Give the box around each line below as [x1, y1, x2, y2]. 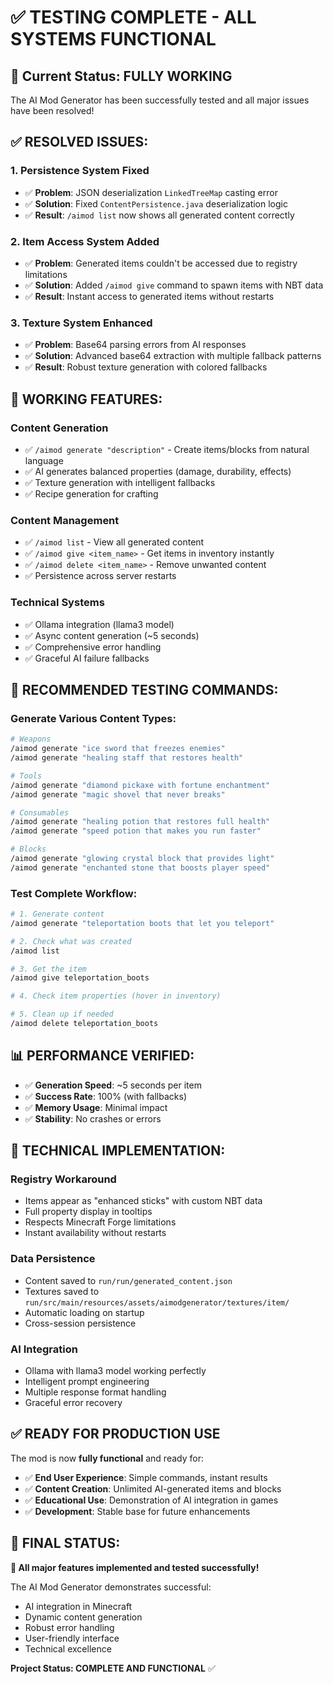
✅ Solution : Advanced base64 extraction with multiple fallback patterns [24, 350, 322, 362]
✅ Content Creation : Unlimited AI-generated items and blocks [24, 1482, 282, 1495]
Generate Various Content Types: [10, 711, 177, 725]
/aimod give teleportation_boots [10, 973, 150, 983]
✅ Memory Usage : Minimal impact [24, 1101, 168, 1113]
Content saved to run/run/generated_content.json [24, 1274, 233, 1286]
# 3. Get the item [10, 964, 87, 974]
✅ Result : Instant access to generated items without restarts [24, 290, 275, 302]
